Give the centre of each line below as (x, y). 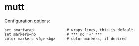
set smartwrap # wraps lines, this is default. (70, 30)
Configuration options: (27, 21)
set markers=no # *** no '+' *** (53, 34)
